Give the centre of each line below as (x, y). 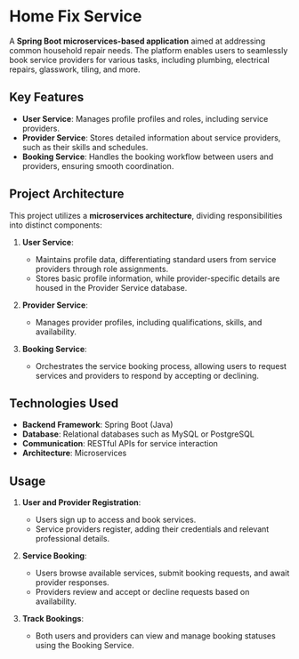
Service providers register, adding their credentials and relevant (152, 529)
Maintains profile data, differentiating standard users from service (156, 259)
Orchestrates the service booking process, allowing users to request (161, 366)
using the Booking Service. (85, 646)
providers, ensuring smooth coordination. (98, 165)
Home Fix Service (76, 16)
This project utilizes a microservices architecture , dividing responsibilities (146, 215)
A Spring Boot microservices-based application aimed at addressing (137, 41)
